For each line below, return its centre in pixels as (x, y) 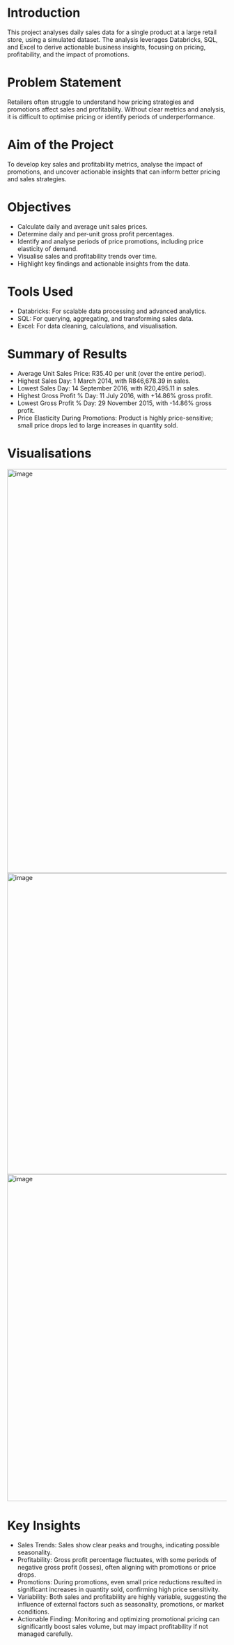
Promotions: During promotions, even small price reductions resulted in (119, 1582)
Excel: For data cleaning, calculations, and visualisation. (97, 326)
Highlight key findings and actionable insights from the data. (103, 264)
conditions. (33, 1612)
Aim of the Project (60, 145)
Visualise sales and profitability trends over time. (87, 256)
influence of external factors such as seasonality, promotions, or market (120, 1604)
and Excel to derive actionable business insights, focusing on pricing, (107, 47)
